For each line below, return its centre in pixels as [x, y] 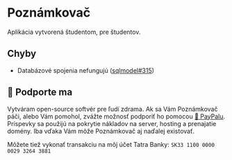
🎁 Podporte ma [40, 92]
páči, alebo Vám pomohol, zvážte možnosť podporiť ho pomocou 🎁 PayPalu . [116, 116]
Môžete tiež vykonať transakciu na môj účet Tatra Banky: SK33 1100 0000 [111, 144]
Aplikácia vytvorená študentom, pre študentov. [74, 32]
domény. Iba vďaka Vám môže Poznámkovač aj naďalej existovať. [101, 131]
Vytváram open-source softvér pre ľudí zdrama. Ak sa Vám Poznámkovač [113, 109]
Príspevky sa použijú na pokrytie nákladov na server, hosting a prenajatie [112, 123]
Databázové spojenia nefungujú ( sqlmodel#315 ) [86, 70]
